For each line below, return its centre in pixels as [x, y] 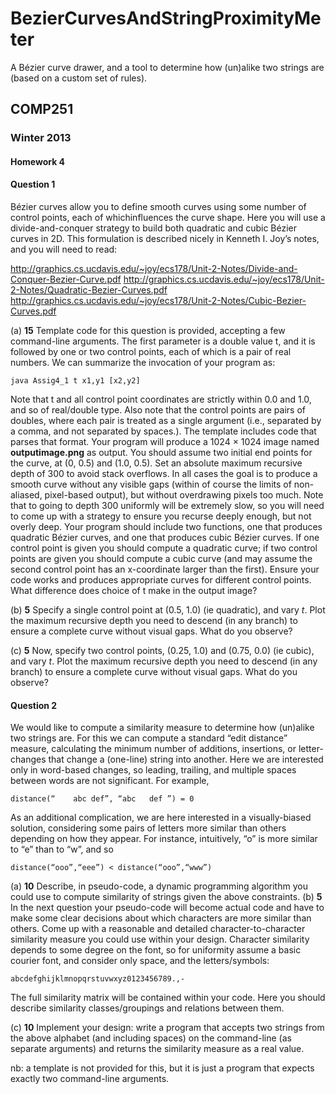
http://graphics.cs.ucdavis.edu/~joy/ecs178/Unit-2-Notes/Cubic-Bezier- [158, 301]
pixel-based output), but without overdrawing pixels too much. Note [184, 495]
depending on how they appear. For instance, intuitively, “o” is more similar [164, 839]
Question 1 [33, 184]
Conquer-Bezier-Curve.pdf [66, 279]
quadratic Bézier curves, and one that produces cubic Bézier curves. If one [165, 538]
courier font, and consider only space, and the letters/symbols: [140, 961]
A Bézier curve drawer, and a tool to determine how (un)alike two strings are [167, 67]
